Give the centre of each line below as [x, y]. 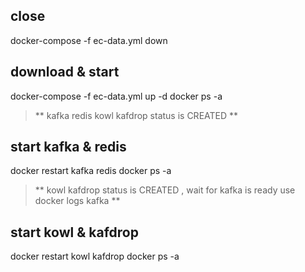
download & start [65, 72]
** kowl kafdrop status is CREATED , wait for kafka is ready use [165, 190]
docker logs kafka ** [77, 201]
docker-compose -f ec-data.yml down [89, 40]
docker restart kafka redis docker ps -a [91, 171]
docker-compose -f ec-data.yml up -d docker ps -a [116, 96]
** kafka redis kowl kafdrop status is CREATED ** [136, 115]
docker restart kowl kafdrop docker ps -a [95, 256]
